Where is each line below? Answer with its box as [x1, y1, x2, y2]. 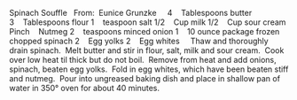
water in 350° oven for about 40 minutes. [9, 83, 160, 93]
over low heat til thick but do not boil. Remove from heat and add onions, [9, 55, 277, 65]
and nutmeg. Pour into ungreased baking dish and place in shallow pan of [9, 73, 281, 83]
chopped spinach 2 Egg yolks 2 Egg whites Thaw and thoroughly [9, 35, 269, 46]
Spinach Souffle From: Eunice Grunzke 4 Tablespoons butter [9, 8, 253, 18]
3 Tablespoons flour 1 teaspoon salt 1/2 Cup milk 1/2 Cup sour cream [9, 17, 286, 27]
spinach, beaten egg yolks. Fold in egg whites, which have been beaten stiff [9, 64, 289, 74]
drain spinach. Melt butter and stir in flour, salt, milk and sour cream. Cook [9, 45, 285, 56]
